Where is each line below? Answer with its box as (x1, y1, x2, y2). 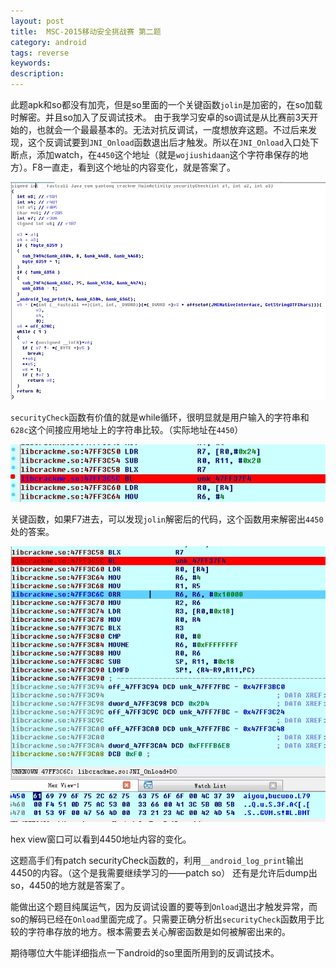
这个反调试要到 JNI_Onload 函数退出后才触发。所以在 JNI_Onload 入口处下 (27, 136, 320, 148)
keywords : (10, 58, 52, 69)
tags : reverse (10, 48, 70, 58)
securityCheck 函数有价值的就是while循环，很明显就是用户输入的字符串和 (10, 411, 310, 423)
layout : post (10, 16, 65, 26)
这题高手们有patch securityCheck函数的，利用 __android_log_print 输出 (10, 854, 304, 866)
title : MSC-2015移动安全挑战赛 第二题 (10, 26, 162, 37)
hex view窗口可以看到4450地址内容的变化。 (10, 833, 192, 845)
